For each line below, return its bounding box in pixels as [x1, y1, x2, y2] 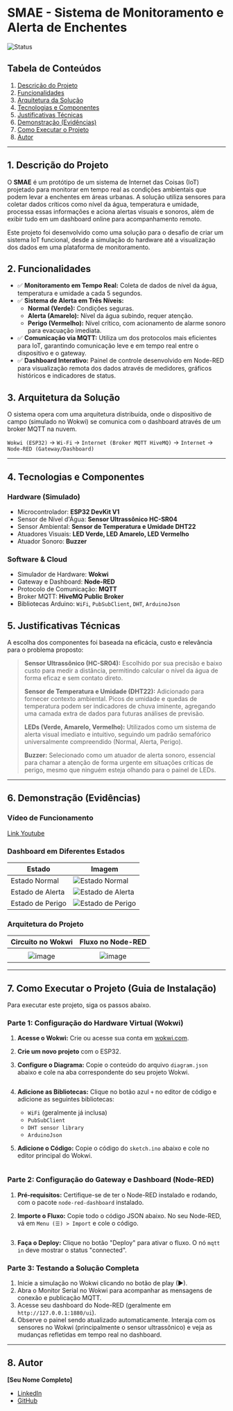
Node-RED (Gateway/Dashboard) [7, 446, 95, 453]
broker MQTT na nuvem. [7, 425, 78, 433]
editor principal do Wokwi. [17, 1151, 92, 1160]
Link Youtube [7, 829, 45, 837]
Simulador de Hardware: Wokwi [17, 571, 109, 579]
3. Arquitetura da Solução [7, 391, 120, 403]
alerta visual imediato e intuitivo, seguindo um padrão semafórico [24, 730, 212, 738]
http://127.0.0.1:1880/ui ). [17, 1308, 96, 1317]
